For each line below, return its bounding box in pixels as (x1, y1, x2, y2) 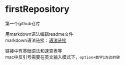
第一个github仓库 (5, 20, 40, 26)
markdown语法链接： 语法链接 (5, 37, 66, 43)
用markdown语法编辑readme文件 (5, 31, 73, 37)
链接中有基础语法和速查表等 (5, 48, 62, 54)
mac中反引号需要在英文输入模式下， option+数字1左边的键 (5, 54, 120, 60)
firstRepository (5, 3, 70, 15)
